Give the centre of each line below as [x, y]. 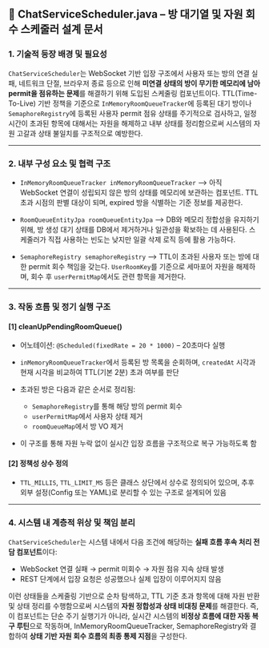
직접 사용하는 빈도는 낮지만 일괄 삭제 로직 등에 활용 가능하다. [142, 239]
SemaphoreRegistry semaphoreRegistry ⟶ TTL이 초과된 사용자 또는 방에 [135, 256]
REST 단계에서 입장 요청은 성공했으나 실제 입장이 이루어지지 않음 [120, 578]
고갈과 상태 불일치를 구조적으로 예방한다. [80, 133]
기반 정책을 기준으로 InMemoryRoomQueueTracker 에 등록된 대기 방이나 [145, 103]
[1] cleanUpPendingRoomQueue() [65, 326]
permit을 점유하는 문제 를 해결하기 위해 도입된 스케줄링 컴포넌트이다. [114, 93]
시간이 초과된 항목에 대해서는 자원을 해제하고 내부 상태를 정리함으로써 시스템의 [130, 123]
